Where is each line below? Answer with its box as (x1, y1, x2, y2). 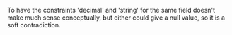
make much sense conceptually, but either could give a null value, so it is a (7, 13, 225, 22)
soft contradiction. (7, 21, 62, 29)
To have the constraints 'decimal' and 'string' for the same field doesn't (7, 6, 216, 14)
